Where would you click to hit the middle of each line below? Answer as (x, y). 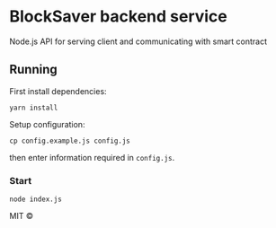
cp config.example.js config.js (70, 141)
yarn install (34, 108)
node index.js (36, 199)
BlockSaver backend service (118, 17)
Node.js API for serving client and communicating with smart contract (138, 41)
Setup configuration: (47, 124)
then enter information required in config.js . (92, 157)
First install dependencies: (58, 91)
